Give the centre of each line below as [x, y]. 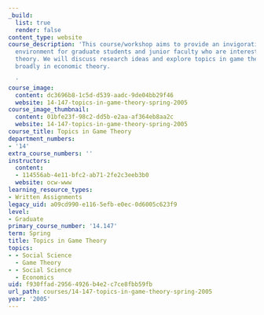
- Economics [35, 277]
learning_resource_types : [50, 190]
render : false [38, 30]
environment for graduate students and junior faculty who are [121, 52]
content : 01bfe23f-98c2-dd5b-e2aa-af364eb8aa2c [95, 117]
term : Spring [29, 234]
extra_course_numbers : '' [50, 154]
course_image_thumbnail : [49, 110]
